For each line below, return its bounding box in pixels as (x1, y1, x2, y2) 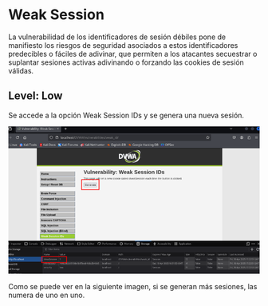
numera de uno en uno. (8, 290, 85, 300)
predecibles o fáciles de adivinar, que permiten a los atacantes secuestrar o (8, 49, 258, 58)
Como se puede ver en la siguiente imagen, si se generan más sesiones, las (8, 282, 258, 292)
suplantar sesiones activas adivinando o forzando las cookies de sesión (8, 58, 245, 67)
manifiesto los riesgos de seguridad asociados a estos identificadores (8, 40, 238, 50)
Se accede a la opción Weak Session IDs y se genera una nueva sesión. (8, 110, 245, 120)
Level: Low (8, 89, 63, 103)
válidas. (8, 66, 34, 75)
